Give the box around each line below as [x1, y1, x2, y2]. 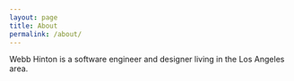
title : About [9, 21, 58, 30]
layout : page [9, 12, 58, 22]
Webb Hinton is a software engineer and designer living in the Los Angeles [9, 54, 285, 65]
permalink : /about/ [9, 29, 82, 38]
